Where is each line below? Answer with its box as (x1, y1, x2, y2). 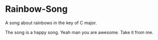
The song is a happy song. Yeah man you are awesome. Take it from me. (5, 29, 154, 35)
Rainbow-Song (5, 3, 68, 15)
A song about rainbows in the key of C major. (5, 20, 97, 26)
